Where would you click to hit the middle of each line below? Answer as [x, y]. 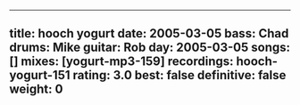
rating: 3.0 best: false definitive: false [179, 75]
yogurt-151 [40, 75]
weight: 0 [36, 89]
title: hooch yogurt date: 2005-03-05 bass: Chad [149, 33]
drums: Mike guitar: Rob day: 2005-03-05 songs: [150, 48]
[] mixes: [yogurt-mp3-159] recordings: [121, 62]
